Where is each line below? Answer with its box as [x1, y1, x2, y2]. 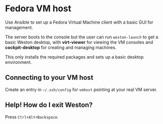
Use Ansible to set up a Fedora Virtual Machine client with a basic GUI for [5, 19, 154, 25]
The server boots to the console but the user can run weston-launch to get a [5, 34, 159, 40]
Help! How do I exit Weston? [5, 101, 93, 109]
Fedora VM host [5, 3, 72, 14]
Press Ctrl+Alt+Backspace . [5, 114, 59, 120]
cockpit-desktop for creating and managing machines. [5, 44, 117, 50]
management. [5, 24, 33, 30]
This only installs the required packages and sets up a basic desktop [5, 54, 144, 60]
